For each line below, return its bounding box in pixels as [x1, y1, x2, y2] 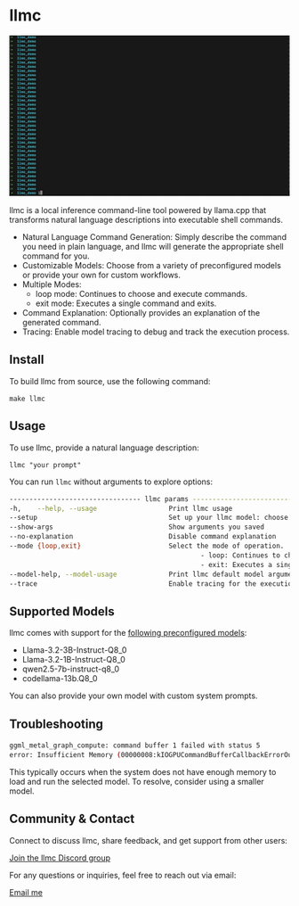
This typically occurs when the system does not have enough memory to [9, 766, 277, 777]
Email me [9, 886, 43, 897]
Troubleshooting [9, 716, 104, 731]
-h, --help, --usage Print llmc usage [9, 504, 233, 513]
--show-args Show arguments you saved [9, 523, 265, 531]
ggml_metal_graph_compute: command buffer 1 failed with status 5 [9, 741, 261, 750]
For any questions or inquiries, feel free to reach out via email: [9, 869, 237, 880]
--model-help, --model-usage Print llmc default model [9, 570, 265, 579]
